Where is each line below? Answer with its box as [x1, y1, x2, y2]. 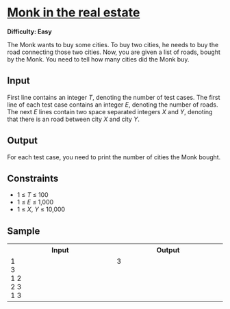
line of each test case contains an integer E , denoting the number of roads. [7, 100, 218, 109]
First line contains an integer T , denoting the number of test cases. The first [7, 93, 220, 101]
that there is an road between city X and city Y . [7, 115, 140, 123]
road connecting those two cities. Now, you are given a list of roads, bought [7, 48, 221, 56]
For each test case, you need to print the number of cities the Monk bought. [7, 152, 221, 161]
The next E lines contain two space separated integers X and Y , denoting [7, 107, 213, 116]
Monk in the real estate [7, 5, 140, 21]
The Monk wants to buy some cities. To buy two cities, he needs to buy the [7, 40, 219, 49]
